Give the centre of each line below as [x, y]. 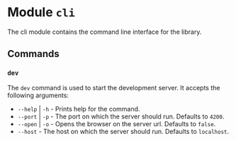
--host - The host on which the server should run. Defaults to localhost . [123, 131]
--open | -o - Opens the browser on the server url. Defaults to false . [117, 123]
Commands [34, 54]
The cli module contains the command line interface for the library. [105, 32]
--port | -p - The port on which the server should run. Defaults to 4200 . [121, 116]
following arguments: [38, 95]
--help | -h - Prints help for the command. [79, 109]
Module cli [41, 12]
